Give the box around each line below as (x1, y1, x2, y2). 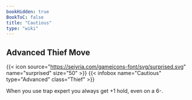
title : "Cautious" (6, 20, 52, 26)
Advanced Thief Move (6, 47, 91, 57)
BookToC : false (6, 14, 44, 20)
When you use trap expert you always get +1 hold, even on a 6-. (6, 87, 163, 95)
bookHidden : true (6, 8, 49, 15)
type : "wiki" (6, 25, 39, 32)
